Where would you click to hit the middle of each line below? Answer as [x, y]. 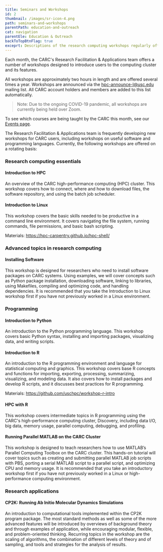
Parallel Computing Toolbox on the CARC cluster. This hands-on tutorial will [81, 452]
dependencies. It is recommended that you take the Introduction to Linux [78, 291]
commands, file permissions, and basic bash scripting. [59, 226]
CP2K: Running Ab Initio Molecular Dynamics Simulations [64, 502]
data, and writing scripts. [30, 342]
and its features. [21, 70]
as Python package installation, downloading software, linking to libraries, [79, 281]
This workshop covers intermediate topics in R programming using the [75, 415]
